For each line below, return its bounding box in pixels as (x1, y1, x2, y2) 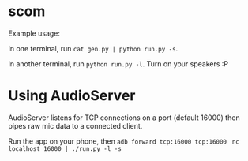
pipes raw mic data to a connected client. (8, 121, 143, 130)
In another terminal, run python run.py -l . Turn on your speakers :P (8, 58, 229, 69)
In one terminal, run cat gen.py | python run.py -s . (8, 43, 178, 53)
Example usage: (8, 28, 61, 38)
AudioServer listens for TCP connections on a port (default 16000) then (8, 113, 240, 122)
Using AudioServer (8, 87, 136, 105)
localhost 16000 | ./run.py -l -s (8, 144, 122, 152)
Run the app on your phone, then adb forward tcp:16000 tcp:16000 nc (8, 137, 239, 146)
